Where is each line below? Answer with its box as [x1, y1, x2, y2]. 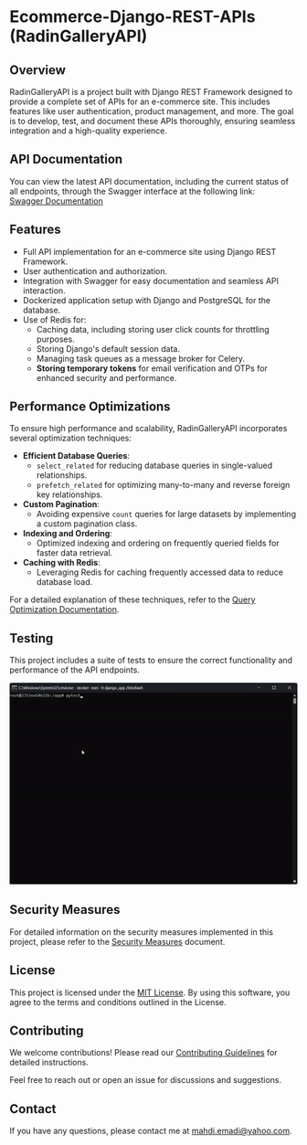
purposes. [36, 334, 75, 345]
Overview [9, 62, 67, 78]
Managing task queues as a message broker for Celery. [36, 353, 245, 364]
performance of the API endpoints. [9, 664, 140, 675]
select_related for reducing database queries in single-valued [36, 460, 272, 472]
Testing [9, 631, 54, 646]
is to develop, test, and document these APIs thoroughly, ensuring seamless [9, 116, 296, 126]
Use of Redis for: [22, 313, 87, 325]
